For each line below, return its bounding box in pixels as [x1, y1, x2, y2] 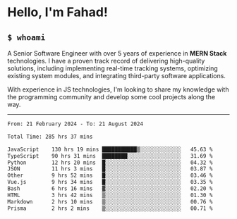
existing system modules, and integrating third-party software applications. [7, 72, 226, 80]
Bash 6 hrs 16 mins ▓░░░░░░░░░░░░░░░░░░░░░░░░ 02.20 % [7, 185, 213, 192]
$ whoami [7, 32, 46, 42]
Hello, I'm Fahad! [7, 4, 108, 20]
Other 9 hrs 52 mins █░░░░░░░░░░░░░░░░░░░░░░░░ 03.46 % [7, 172, 213, 180]
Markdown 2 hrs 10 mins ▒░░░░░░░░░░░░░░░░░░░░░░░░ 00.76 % [7, 198, 213, 205]
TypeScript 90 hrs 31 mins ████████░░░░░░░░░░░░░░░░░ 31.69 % [7, 152, 213, 159]
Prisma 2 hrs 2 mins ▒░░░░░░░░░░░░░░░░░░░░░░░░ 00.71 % [7, 205, 213, 212]
